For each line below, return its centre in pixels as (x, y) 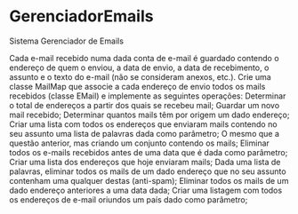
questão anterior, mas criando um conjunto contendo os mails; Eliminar (139, 143)
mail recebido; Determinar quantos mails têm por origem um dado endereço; (149, 115)
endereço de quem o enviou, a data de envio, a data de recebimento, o (139, 67)
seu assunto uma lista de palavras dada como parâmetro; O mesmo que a (145, 133)
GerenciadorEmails (81, 16)
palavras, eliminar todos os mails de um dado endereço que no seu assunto (148, 171)
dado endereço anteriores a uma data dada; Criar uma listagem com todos (146, 190)
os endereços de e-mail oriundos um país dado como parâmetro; (129, 199)
